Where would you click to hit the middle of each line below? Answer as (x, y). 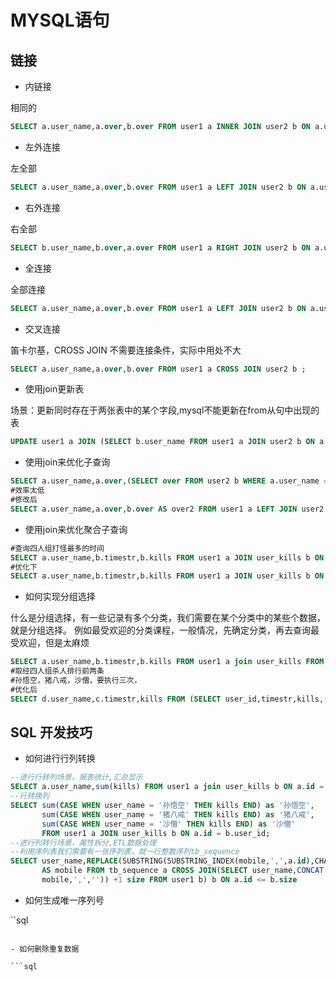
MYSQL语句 (60, 20)
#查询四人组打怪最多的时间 (57, 548)
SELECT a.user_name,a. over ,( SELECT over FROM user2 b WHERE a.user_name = (169, 481)
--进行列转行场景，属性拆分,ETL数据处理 (83, 842)
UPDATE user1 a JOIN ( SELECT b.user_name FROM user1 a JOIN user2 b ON (162, 442)
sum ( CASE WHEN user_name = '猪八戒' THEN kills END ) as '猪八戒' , (178, 814)
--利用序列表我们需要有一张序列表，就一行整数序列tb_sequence (125, 852)
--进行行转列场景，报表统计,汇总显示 (76, 777)
